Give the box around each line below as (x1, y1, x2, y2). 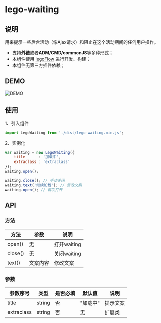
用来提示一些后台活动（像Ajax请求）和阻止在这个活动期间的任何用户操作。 (5, 39, 159, 45)
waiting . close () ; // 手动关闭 (5, 178, 65, 183)
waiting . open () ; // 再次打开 (5, 187, 63, 192)
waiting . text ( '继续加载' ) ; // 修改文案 (5, 182, 82, 188)
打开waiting (54, 241, 81, 248)
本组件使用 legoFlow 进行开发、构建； (12, 56, 91, 62)
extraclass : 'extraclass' (14, 159, 70, 165)
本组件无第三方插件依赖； (12, 62, 65, 68)
